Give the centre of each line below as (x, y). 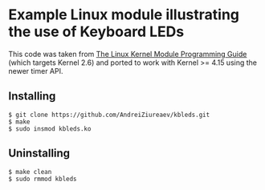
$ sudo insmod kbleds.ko (50, 129)
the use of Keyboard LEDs (96, 32)
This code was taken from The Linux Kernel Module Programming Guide (128, 54)
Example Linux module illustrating (124, 15)
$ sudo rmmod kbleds (43, 179)
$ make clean (30, 172)
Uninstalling (39, 154)
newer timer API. (36, 71)
